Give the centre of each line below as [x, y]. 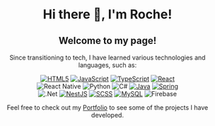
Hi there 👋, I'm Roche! [107, 15]
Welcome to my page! [107, 41]
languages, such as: [107, 65]
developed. [107, 115]
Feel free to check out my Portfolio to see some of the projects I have [107, 108]
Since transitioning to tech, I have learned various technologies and [107, 57]
